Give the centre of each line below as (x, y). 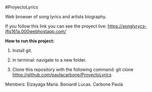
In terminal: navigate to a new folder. (49, 60)
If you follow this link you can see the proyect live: (56, 26)
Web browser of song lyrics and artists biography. (56, 16)
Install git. (22, 50)
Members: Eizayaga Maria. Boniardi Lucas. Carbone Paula (64, 84)
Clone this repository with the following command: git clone (73, 69)
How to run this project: (30, 41)
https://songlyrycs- (127, 26)
